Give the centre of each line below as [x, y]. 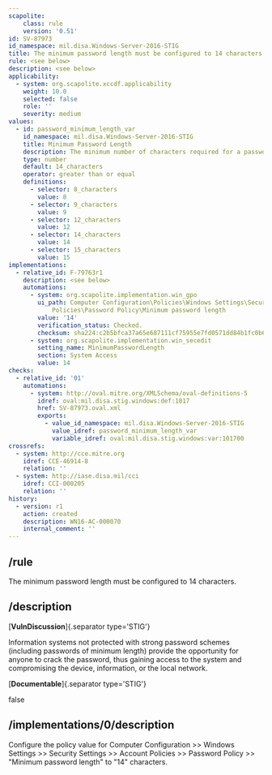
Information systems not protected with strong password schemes [119, 642]
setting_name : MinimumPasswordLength [101, 348]
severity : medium [52, 114]
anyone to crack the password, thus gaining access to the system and [125, 659]
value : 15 [54, 257]
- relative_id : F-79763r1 [59, 273]
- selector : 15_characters [75, 250]
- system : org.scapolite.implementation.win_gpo [113, 295]
